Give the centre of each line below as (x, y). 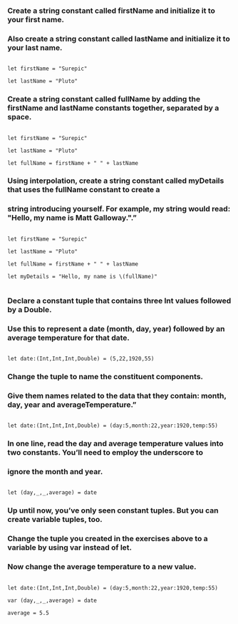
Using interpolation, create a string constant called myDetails (116, 181)
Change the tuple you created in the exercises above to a (108, 539)
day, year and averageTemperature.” (72, 404)
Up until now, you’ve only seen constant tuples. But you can (113, 510)
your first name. (36, 19)
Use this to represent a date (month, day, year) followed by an (116, 328)
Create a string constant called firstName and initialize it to (111, 11)
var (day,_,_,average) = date (52, 600)
